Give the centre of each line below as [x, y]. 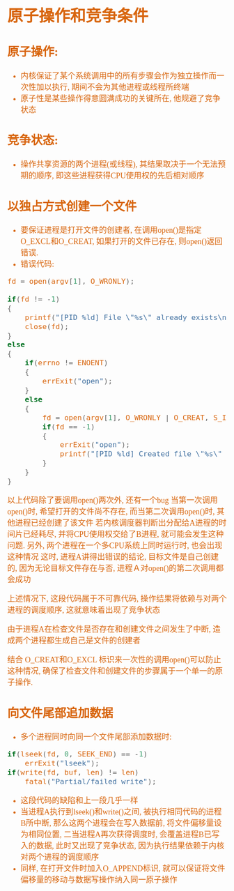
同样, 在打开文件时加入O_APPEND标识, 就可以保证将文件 [123, 868]
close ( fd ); [47, 326]
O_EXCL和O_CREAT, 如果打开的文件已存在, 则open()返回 [122, 242]
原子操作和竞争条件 [78, 16]
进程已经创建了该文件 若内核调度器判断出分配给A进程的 [117, 523]
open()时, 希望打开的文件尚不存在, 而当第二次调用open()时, [111, 512]
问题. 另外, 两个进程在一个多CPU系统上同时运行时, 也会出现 [115, 545]
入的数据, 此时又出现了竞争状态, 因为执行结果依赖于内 [119, 846]
